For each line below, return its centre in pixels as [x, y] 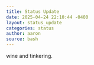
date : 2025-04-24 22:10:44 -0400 [47, 17]
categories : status [30, 28]
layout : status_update [34, 22]
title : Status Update [33, 12]
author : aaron [24, 34]
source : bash [22, 39]
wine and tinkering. [30, 56]
